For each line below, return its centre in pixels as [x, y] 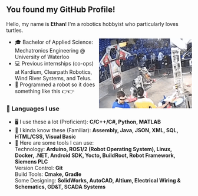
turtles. [15, 30]
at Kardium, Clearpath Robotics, [53, 72]
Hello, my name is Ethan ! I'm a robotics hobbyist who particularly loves [92, 24]
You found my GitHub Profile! [61, 10]
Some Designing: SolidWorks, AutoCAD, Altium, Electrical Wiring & [98, 181]
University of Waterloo [42, 57]
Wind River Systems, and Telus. [53, 78]
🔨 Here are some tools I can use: [54, 143]
